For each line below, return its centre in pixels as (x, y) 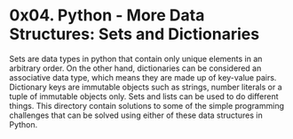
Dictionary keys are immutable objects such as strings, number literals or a (146, 87)
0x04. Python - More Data (107, 15)
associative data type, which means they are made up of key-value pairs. (143, 77)
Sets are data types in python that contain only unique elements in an (136, 58)
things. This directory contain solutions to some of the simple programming (146, 105)
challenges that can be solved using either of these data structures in (136, 115)
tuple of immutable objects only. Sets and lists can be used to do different (144, 96)
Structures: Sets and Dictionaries (135, 34)
